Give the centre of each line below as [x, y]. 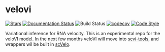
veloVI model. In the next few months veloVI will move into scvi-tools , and [82, 39]
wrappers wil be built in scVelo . [38, 44]
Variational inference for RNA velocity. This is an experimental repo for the [83, 33]
